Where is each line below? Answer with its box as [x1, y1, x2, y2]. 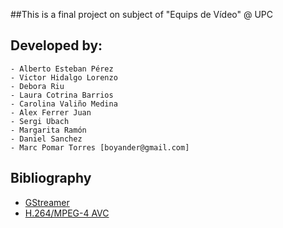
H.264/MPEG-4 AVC [24, 207, 110, 219]
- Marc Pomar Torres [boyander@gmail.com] [10, 142, 190, 153]
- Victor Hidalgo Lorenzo [10, 72, 118, 83]
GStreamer [24, 196, 70, 208]
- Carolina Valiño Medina [10, 99, 118, 109]
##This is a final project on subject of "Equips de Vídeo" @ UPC [10, 9, 274, 20]
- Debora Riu [10, 81, 65, 91]
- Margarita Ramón [10, 125, 87, 135]
